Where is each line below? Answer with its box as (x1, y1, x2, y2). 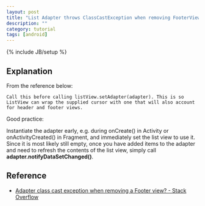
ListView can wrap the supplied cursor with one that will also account (6, 99, 195, 105)
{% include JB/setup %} (6, 48, 67, 55)
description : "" (6, 20, 48, 26)
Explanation (6, 66, 53, 76)
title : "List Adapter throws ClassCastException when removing (6, 15, 171, 21)
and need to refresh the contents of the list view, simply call (6, 146, 157, 154)
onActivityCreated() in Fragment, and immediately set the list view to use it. (6, 133, 195, 141)
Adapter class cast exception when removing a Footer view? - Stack (15, 186, 187, 194)
